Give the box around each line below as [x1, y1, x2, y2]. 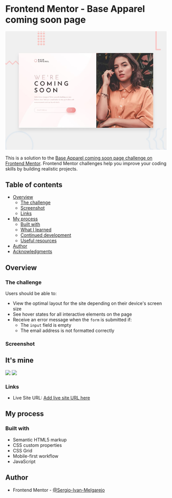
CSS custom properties [12, 442, 62, 448]
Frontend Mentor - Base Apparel [5, 3, 145, 15]
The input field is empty [20, 322, 72, 328]
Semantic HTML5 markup [12, 437, 67, 443]
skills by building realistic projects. [5, 165, 78, 172]
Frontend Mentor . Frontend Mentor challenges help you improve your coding [5, 160, 167, 167]
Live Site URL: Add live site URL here [12, 395, 91, 401]
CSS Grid [12, 447, 32, 453]
